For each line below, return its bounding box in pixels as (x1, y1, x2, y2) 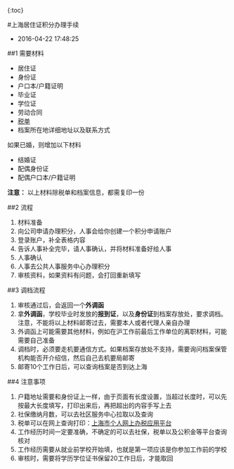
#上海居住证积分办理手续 (7, 20, 79, 29)
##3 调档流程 (7, 286, 46, 294)
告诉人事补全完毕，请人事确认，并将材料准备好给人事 (17, 244, 172, 253)
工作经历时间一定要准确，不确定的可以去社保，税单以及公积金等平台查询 (17, 427, 227, 436)
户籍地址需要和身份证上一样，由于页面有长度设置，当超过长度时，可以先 (17, 392, 227, 401)
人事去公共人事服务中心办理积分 (17, 262, 110, 270)
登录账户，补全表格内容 (17, 236, 86, 244)
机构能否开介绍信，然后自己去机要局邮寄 (17, 354, 135, 362)
